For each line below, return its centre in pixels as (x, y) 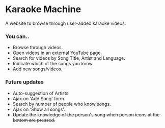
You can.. (17, 36)
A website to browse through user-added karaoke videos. (66, 23)
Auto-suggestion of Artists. (41, 93)
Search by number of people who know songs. (62, 104)
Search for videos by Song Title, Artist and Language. (69, 58)
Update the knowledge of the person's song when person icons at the (86, 114)
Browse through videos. (38, 48)
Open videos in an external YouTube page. (57, 53)
